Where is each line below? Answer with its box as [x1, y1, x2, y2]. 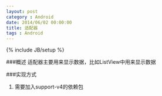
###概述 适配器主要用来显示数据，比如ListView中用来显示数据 [6, 59, 157, 66]
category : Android [6, 14, 54, 20]
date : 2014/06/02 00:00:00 [6, 19, 72, 25]
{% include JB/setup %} [6, 46, 65, 53]
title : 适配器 [6, 25, 38, 31]
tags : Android [6, 30, 43, 36]
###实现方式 [6, 71, 37, 78]
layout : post [6, 8, 38, 15]
